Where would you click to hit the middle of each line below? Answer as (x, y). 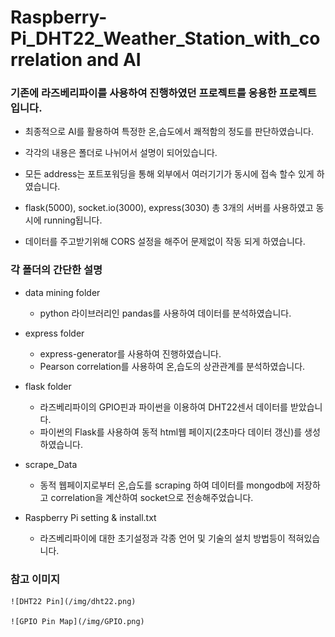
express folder (54, 333)
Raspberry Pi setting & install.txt (90, 517)
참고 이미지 (35, 579)
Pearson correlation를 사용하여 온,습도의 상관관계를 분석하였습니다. (172, 366)
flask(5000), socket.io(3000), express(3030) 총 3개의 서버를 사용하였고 (169, 208)
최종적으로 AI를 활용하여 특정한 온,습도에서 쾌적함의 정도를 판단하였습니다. (169, 132)
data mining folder (62, 292)
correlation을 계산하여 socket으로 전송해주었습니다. (152, 497)
